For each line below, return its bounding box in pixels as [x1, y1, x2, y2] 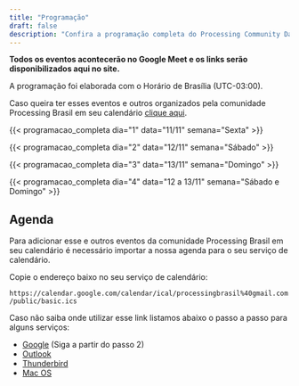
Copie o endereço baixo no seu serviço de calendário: [9, 272, 208, 283]
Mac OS [21, 367, 52, 379]
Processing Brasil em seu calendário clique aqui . [9, 108, 188, 119]
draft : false [9, 21, 58, 30]
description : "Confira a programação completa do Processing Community [9, 29, 280, 38]
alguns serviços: [9, 322, 69, 333]
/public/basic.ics [9, 297, 77, 306]
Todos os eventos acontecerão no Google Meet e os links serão [9, 54, 248, 65]
